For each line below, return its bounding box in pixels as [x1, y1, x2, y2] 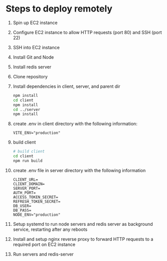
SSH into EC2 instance [13, 44, 60, 50]
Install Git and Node [13, 54, 54, 60]
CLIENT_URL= [13, 177, 38, 182]
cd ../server [13, 107, 41, 112]
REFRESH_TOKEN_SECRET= [13, 199, 61, 204]
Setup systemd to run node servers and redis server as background [13, 221, 153, 227]
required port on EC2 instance [13, 241, 76, 247]
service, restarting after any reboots [13, 226, 88, 232]
